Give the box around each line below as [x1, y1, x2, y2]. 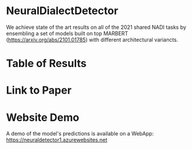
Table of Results [6, 57, 87, 70]
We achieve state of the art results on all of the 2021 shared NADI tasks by [6, 24, 187, 31]
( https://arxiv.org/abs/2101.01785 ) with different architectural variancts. [6, 36, 178, 43]
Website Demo [6, 111, 80, 124]
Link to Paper [6, 84, 72, 97]
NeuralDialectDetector [6, 4, 119, 18]
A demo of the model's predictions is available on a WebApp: [6, 130, 154, 137]
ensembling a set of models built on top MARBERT [6, 29, 128, 37]
